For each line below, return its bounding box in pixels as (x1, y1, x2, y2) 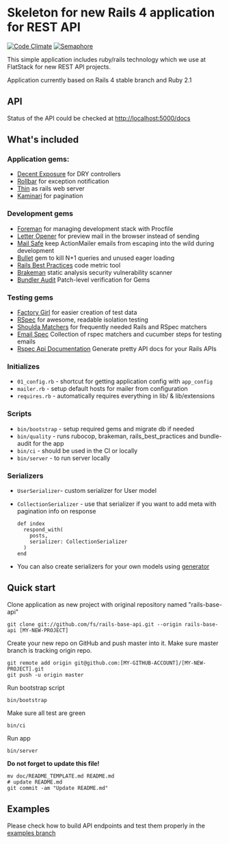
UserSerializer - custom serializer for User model (16, 486, 157, 494)
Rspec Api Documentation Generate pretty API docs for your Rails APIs (16, 345, 217, 353)
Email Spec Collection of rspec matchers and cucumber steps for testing (16, 330, 222, 339)
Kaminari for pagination (16, 192, 83, 200)
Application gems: (7, 154, 70, 164)
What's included (7, 134, 79, 145)
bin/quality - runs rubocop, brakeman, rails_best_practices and (16, 432, 198, 440)
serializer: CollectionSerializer (29, 538, 128, 545)
